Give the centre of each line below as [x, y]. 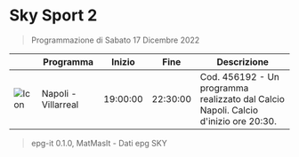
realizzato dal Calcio [242, 98]
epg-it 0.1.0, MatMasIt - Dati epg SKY [99, 143]
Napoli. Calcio [229, 110]
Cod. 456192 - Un [240, 76]
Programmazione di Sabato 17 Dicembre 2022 [115, 40]
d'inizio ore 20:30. [238, 121]
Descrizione [243, 61]
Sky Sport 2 [53, 16]
